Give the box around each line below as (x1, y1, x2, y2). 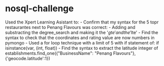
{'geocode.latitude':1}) (5, 55, 50, 61)
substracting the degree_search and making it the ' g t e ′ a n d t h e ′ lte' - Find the (5, 29, 159, 35)
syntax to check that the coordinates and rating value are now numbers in (5, 35, 155, 41)
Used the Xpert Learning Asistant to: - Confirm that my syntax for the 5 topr (5, 19, 159, 25)
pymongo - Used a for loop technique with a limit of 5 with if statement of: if (5, 40, 159, 45)
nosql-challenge (5, 3, 74, 14)
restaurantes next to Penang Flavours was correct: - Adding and (5, 24, 135, 30)
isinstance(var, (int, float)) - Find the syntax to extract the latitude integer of (5, 45, 159, 51)
